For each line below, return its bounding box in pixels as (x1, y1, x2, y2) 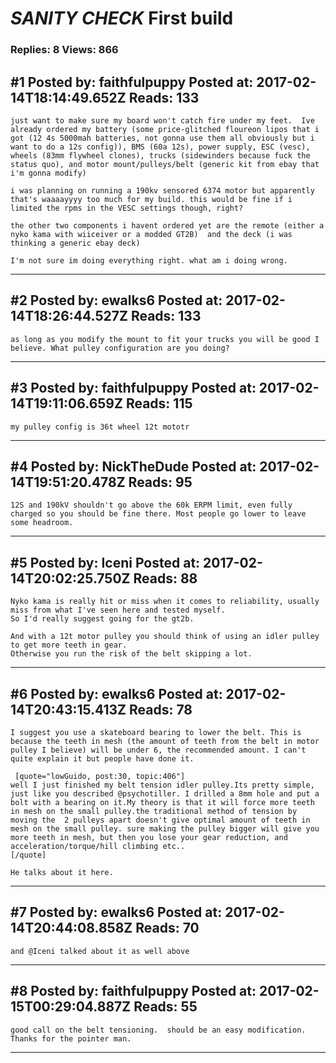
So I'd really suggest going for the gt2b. (10, 614, 195, 624)
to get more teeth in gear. (10, 640, 128, 651)
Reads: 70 (135, 920, 200, 937)
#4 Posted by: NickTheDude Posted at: (10, 458, 257, 475)
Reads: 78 (129, 701, 193, 718)
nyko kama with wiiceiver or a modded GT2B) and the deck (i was (10, 229, 293, 239)
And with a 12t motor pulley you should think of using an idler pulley (10, 632, 320, 642)
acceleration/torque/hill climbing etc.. (10, 841, 186, 851)
